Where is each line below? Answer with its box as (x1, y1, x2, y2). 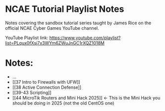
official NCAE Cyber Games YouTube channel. (5, 25, 99, 31)
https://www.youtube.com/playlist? (49, 35, 121, 41)
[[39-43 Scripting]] (12, 89, 52, 95)
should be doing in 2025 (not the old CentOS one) (12, 100, 114, 106)
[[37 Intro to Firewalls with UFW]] (12, 79, 80, 85)
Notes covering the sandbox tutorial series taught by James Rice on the (5, 20, 152, 26)
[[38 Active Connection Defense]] (12, 84, 82, 90)
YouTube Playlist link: (5, 35, 49, 41)
